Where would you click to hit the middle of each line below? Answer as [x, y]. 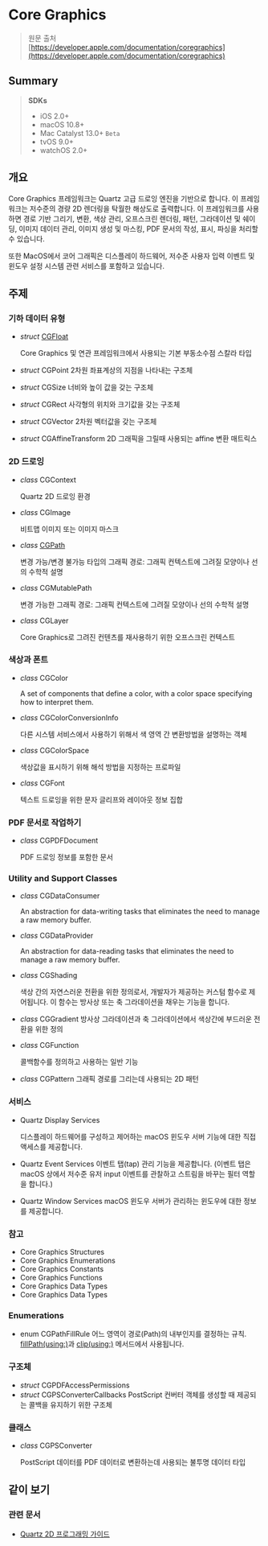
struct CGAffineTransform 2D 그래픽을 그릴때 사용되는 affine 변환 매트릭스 [138, 439]
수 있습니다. [27, 238]
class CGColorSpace [55, 750]
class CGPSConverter [56, 1445]
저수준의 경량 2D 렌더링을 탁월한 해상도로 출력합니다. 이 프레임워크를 [137, 208]
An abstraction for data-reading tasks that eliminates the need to [127, 951]
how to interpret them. [57, 702]
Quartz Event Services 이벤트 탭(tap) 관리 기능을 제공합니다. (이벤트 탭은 [135, 1164]
